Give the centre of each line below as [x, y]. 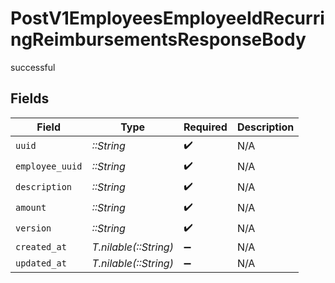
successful [33, 67]
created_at [41, 246]
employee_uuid [49, 166]
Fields [30, 98]
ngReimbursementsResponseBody [158, 39]
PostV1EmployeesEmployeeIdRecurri [167, 18]
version [33, 228]
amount [31, 208]
